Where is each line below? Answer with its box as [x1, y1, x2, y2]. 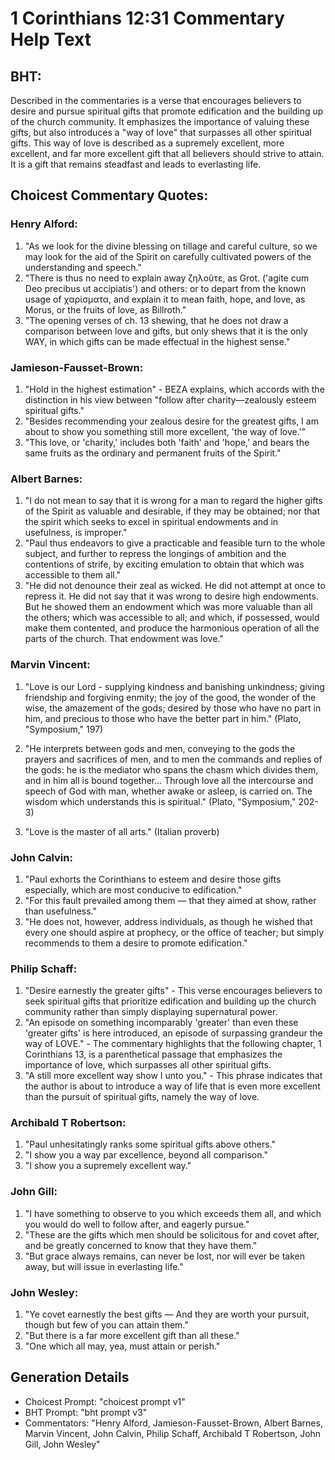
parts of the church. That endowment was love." [24, 633, 224, 645]
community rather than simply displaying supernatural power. [24, 1006, 278, 1018]
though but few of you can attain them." [24, 1319, 189, 1331]
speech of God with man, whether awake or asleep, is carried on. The [24, 785, 313, 797]
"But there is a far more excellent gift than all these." [24, 1330, 240, 1342]
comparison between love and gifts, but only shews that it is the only [24, 325, 308, 337]
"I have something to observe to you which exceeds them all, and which [24, 1207, 322, 1219]
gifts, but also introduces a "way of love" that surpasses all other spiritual [10, 127, 312, 138]
